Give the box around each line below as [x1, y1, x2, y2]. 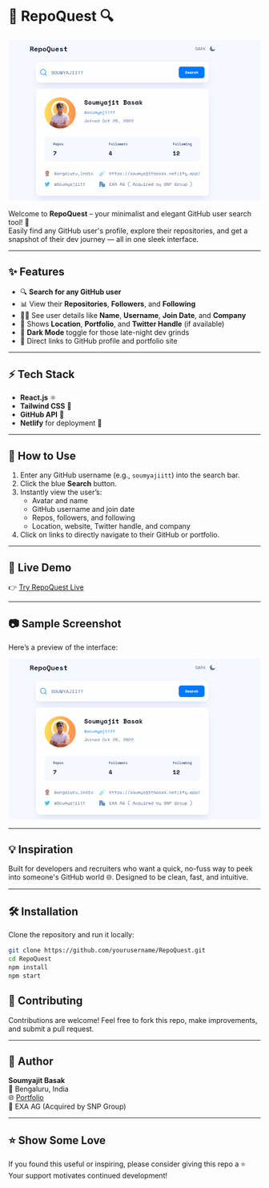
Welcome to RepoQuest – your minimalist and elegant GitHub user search [8, 208, 252, 218]
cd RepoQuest [8, 955, 52, 963]
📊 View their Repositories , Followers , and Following [19, 299, 196, 308]
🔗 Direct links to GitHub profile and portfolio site [19, 336, 178, 345]
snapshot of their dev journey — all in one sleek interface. [8, 234, 199, 244]
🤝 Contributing [8, 994, 83, 1008]
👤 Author [8, 1054, 54, 1068]
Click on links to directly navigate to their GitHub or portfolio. [19, 530, 220, 540]
